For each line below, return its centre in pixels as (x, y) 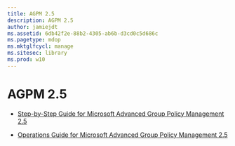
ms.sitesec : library (38, 53)
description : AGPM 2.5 (40, 20)
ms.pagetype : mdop (34, 40)
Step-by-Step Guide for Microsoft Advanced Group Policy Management (121, 114)
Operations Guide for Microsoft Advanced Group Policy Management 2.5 (122, 135)
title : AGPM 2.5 (31, 14)
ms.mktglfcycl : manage (40, 46)
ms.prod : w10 (26, 60)
